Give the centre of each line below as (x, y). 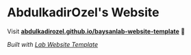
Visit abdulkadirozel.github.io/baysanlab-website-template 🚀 (96, 31)
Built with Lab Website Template (52, 44)
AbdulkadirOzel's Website (83, 13)
